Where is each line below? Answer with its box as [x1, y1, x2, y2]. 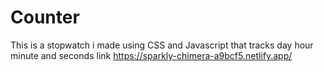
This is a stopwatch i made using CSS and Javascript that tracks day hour [10, 39, 314, 51]
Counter [10, 6, 80, 29]
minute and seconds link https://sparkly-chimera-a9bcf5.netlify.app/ [10, 49, 293, 61]
